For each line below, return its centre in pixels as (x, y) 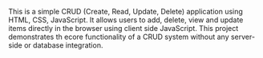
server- (243, 37)
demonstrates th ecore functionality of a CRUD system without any (119, 37)
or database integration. (63, 45)
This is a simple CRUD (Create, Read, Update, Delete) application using (125, 12)
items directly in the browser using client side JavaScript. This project (123, 28)
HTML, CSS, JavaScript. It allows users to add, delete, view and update (126, 20)
